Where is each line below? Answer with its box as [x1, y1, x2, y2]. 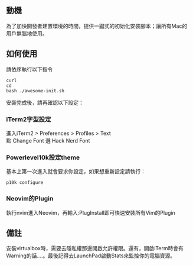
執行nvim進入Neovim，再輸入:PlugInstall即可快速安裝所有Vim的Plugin [6, 209, 176, 216]
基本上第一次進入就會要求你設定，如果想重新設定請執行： [6, 168, 146, 175]
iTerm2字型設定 [6, 115, 51, 123]
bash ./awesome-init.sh [6, 88, 65, 93]
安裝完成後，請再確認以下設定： [6, 99, 84, 106]
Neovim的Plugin [6, 195, 54, 203]
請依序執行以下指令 [6, 66, 53, 73]
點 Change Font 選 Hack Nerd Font [6, 137, 90, 144]
